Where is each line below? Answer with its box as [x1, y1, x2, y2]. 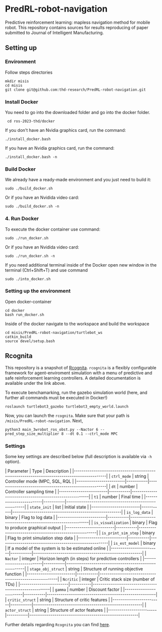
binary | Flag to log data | [5, 514, 55, 520]
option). [5, 458, 21, 464]
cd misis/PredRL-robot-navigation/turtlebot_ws [5, 330, 103, 335]
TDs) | [5, 581, 18, 587]
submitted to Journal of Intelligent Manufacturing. [5, 30, 104, 35]
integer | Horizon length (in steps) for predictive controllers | [21, 555, 142, 561]
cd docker [5, 308, 25, 313]
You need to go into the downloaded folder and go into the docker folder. [5, 109, 150, 115]
